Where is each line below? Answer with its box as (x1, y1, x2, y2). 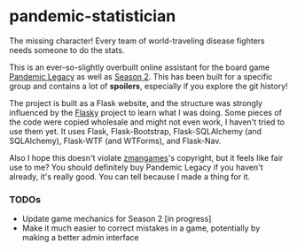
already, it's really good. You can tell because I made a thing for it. (9, 171, 251, 182)
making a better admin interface (21, 232, 139, 243)
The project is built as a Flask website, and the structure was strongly (9, 97, 263, 108)
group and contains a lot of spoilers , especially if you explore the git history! (9, 80, 288, 91)
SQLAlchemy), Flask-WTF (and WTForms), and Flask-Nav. (9, 135, 222, 146)
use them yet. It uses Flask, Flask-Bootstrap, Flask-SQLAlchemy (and (9, 125, 262, 136)
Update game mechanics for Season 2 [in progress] (21, 214, 212, 224)
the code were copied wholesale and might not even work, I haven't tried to (9, 117, 285, 127)
